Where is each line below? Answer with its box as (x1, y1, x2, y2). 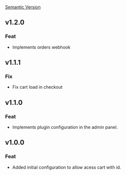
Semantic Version (5, 4, 41, 10)
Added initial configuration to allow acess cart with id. (12, 164, 122, 170)
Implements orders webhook (12, 44, 70, 50)
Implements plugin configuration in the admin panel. (12, 125, 118, 130)
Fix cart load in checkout (12, 84, 63, 90)
